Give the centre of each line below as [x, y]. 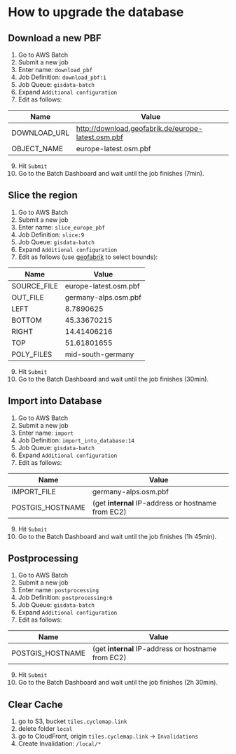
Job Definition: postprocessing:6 [65, 598]
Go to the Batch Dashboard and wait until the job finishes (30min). [113, 379]
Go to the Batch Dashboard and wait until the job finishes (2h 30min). [118, 683]
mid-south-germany [99, 354]
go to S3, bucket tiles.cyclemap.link [72, 721]
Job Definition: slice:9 [51, 235]
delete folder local [45, 729]
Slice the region [43, 196]
